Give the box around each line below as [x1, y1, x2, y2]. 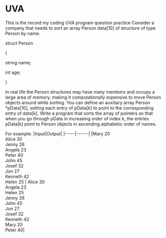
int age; [5, 69, 21, 75]
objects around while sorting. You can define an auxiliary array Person [5, 99, 150, 106]
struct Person [5, 40, 34, 46]
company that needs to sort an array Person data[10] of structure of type [5, 25, 156, 31]
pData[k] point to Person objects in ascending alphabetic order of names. [5, 121, 157, 127]
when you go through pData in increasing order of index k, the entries [5, 115, 149, 121]
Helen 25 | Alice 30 [5, 179, 45, 185]
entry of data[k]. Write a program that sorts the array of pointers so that [5, 110, 153, 116]
